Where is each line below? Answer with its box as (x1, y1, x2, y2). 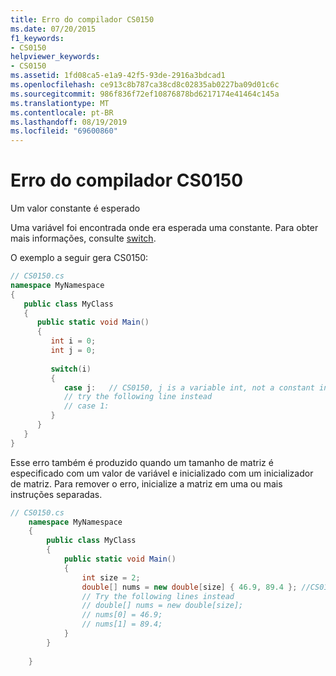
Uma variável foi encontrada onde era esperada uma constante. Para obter (10, 222, 319, 234)
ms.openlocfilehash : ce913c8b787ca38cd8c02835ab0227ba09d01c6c (10, 80, 280, 90)
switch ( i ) (50, 364, 92, 374)
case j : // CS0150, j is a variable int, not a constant (63, 382, 315, 393)
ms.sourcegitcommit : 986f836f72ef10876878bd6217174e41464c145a (10, 89, 280, 99)
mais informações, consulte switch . (10, 232, 157, 245)
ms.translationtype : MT (10, 98, 110, 108)
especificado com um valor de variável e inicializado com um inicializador (10, 467, 314, 479)
